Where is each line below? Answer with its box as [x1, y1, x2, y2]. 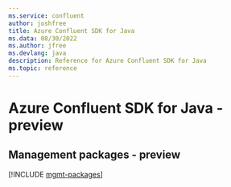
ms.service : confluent [8, 11, 85, 20]
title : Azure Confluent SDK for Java [8, 27, 135, 35]
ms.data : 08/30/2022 [8, 34, 78, 43]
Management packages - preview [8, 148, 181, 162]
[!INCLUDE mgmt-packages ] [8, 169, 103, 179]
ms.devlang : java [8, 49, 67, 57]
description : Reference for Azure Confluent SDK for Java [8, 57, 207, 65]
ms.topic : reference [8, 64, 78, 73]
